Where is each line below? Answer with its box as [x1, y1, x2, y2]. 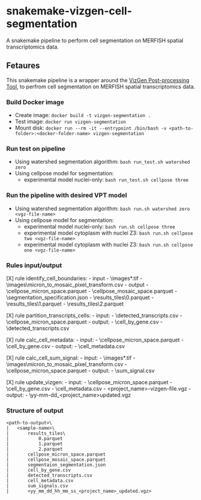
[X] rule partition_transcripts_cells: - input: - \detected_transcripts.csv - [6, 312, 183, 319]
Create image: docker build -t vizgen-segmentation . [14, 112, 151, 119]
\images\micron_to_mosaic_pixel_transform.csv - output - [6, 281, 149, 288]
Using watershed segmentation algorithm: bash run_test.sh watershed [14, 158, 190, 166]
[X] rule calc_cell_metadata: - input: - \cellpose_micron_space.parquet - [6, 336, 184, 343]
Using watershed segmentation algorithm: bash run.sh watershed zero [14, 205, 190, 212]
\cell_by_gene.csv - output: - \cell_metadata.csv [6, 342, 125, 349]
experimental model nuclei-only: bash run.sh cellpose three [23, 223, 175, 230]
